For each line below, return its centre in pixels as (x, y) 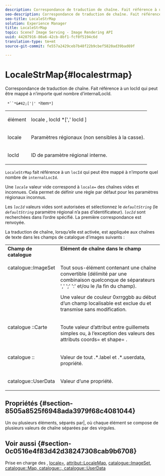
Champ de (20, 248)
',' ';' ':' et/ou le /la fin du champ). (98, 286)
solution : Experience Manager (36, 23)
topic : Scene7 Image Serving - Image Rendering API (59, 32)
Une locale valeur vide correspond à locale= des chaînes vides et (72, 186)
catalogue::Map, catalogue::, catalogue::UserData (55, 468)
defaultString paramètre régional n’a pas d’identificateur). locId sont (75, 212)
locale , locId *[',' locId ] (59, 119)
